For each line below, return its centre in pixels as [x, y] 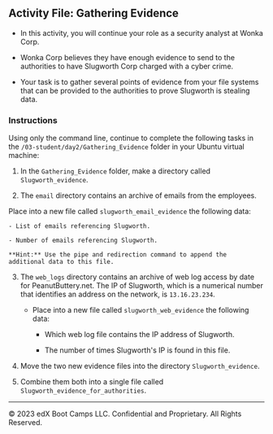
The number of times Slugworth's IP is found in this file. [137, 350]
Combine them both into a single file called [92, 382]
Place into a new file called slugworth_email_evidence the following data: [130, 212]
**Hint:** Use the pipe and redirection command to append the [118, 255]
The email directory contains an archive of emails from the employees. [139, 195]
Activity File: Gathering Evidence [93, 13]
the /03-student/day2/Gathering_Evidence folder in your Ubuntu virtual [127, 147]
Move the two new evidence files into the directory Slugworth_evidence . [140, 366]
